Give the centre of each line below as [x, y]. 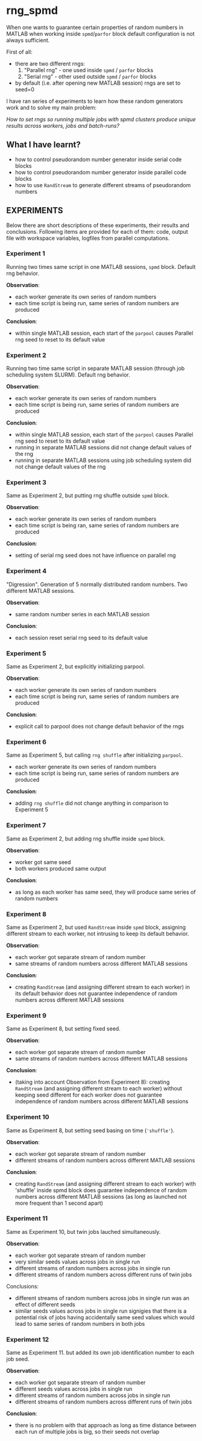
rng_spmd [32, 11]
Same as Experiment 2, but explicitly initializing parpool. [76, 667]
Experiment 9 [27, 1015]
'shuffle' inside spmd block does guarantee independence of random [101, 1190]
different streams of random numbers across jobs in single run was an [102, 1298]
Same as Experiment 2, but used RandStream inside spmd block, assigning [96, 927]
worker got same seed [43, 862]
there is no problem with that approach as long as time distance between [106, 1425]
